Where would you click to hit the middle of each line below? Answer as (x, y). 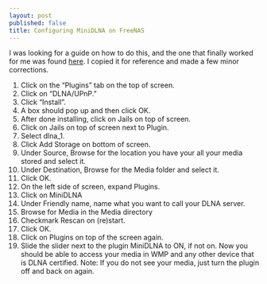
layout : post (31, 16)
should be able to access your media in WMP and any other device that (137, 255)
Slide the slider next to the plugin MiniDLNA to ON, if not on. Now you (134, 246)
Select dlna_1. (43, 136)
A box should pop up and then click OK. (85, 111)
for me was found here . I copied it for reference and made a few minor (124, 61)
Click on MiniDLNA (51, 195)
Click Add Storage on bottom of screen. (85, 145)
